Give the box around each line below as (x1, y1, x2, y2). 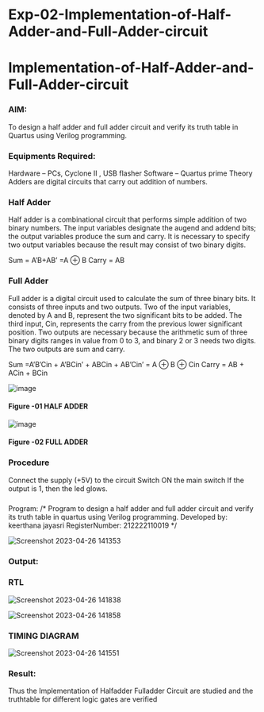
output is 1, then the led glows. (8, 483, 109, 493)
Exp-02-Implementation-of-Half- (8, 6, 232, 24)
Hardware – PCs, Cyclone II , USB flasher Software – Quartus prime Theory (8, 168, 253, 178)
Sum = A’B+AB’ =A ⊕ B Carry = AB (8, 256, 125, 265)
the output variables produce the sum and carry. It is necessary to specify (8, 232, 251, 242)
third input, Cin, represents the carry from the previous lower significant (8, 319, 243, 328)
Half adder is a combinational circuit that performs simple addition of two (8, 215, 247, 224)
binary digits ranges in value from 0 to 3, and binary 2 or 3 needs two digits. (8, 335, 256, 345)
